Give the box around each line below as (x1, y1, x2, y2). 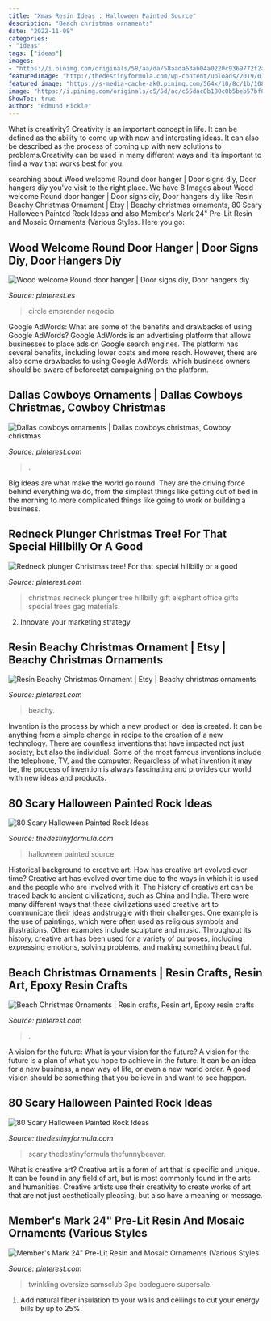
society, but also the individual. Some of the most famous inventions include (8, 747, 262, 757)
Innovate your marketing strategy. (19, 616, 133, 627)
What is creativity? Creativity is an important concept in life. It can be (8, 125, 238, 134)
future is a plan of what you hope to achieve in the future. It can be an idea (8, 1056, 256, 1065)
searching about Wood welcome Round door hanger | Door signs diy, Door (8, 175, 256, 184)
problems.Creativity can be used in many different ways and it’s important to (8, 150, 262, 160)
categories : (8, 34, 48, 43)
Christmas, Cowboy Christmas (8, 401, 166, 415)
